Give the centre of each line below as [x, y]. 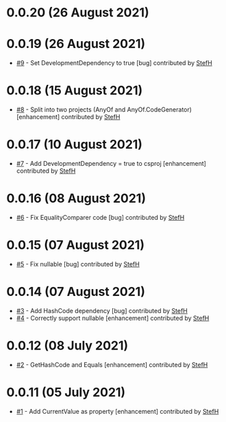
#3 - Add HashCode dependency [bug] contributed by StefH [102, 310]
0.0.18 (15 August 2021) [75, 91]
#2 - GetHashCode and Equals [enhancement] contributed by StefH [112, 364]
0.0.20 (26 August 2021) [78, 13]
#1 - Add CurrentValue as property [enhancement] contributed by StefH [117, 411]
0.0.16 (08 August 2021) [76, 198]
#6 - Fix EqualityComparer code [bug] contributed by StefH [100, 217]
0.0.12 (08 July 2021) [67, 346]
